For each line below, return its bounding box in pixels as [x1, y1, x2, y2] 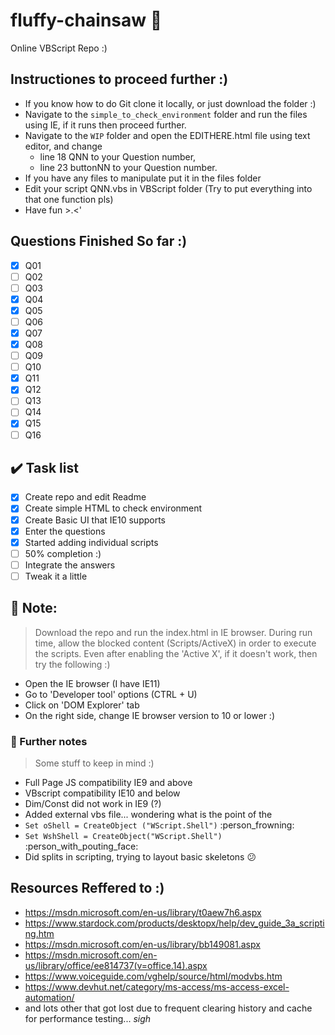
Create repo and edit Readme [24, 491, 147, 503]
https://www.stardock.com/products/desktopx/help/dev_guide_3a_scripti [24, 917, 325, 929]
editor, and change [24, 140, 103, 152]
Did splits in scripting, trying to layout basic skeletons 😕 [24, 850, 257, 863]
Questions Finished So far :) [10, 233, 188, 250]
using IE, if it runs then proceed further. [24, 119, 187, 131]
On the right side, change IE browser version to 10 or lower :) [24, 709, 276, 721]
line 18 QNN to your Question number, [39, 150, 197, 163]
